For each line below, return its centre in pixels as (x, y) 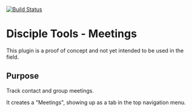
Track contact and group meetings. (50, 90)
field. (13, 57)
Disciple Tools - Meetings (72, 34)
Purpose (23, 76)
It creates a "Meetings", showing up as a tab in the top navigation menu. (96, 102)
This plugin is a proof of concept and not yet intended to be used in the (95, 50)
